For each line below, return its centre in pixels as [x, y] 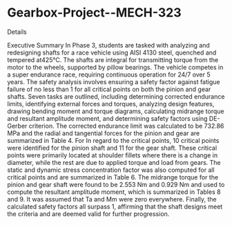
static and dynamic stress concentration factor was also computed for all [111, 170]
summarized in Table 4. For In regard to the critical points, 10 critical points [113, 140]
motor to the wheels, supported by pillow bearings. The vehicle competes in [115, 67]
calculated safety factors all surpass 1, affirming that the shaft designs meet [115, 206]
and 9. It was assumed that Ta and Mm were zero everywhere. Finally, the [112, 199]
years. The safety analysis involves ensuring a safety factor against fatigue [114, 81]
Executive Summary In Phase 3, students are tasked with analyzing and [109, 45]
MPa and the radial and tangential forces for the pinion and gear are [104, 133]
